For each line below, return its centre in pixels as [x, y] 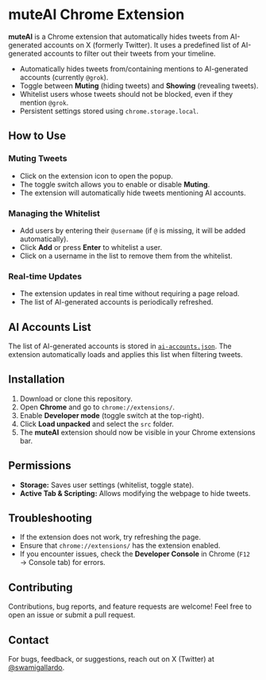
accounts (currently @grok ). [64, 77]
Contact [29, 640]
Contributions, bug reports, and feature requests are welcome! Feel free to [130, 607]
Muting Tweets [38, 159]
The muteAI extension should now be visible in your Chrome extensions [137, 432]
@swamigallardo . [37, 667]
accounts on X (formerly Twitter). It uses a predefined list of [141, 44]
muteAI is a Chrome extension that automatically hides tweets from [118, 36]
